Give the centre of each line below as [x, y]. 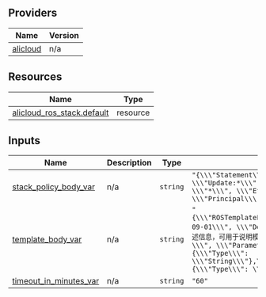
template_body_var [47, 239]
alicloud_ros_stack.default [61, 112]
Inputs [25, 141]
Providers [33, 13]
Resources [35, 77]
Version [64, 35]
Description [129, 163]
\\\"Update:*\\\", [226, 183]
